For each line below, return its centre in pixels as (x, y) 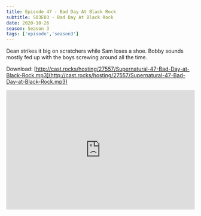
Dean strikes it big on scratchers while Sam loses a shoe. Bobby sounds (95, 51)
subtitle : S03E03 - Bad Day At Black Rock (60, 17)
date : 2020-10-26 (28, 23)
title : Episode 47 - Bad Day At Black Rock (61, 12)
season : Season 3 (28, 28)
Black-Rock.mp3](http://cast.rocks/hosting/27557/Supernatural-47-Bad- (96, 75)
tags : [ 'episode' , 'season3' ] (42, 34)
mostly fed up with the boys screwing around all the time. (77, 57)
